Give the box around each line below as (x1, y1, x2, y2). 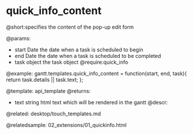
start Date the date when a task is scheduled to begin (14, 46, 143, 53)
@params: (6, 35, 31, 42)
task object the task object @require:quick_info (14, 59, 129, 66)
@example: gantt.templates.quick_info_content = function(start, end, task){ (6, 70, 187, 77)
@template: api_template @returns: (6, 87, 91, 94)
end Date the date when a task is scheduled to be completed (14, 52, 161, 59)
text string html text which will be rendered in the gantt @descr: (14, 98, 168, 106)
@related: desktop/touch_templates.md (6, 110, 101, 117)
